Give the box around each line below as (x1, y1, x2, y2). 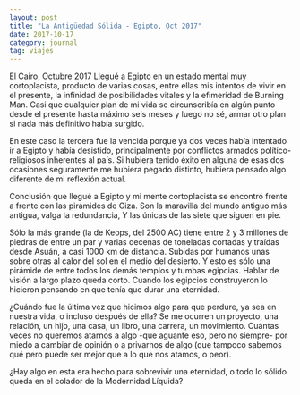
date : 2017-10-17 (9, 29, 74, 38)
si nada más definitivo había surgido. (9, 118, 145, 130)
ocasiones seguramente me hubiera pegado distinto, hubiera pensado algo (9, 164, 287, 175)
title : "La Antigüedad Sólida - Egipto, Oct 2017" (9, 21, 202, 30)
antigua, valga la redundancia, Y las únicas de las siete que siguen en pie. (9, 210, 282, 221)
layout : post (9, 13, 58, 22)
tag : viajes (9, 46, 54, 55)
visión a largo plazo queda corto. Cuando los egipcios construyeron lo (9, 274, 269, 286)
